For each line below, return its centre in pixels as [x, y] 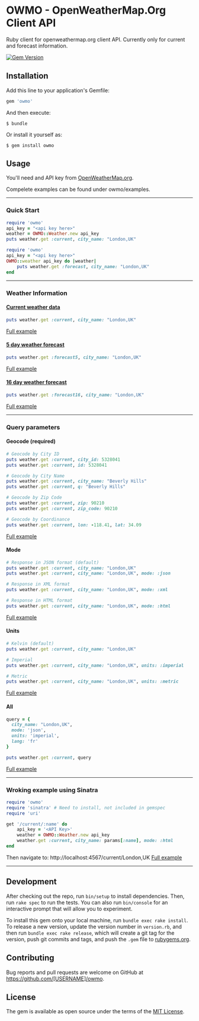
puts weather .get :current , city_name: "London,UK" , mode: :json [88, 574]
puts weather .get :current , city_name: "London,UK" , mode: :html [88, 606]
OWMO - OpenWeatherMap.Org [86, 10]
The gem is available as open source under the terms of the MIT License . [95, 1011]
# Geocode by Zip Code [34, 498]
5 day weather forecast [36, 345]
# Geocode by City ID [33, 454]
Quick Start [23, 211]
